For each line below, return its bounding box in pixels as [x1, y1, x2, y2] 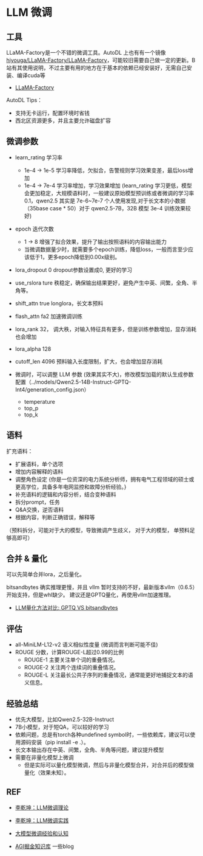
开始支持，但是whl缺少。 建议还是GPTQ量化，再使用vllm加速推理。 [6, 591, 175, 599]
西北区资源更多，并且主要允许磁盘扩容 [15, 117, 111, 124]
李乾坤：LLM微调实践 [15, 816, 69, 824]
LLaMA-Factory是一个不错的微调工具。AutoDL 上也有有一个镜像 [6, 49, 166, 56]
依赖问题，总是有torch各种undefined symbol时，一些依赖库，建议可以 [15, 731, 190, 739]
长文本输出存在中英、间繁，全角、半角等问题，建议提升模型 [15, 746, 164, 754]
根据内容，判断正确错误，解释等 [15, 513, 95, 520]
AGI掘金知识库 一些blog [15, 843, 75, 850]
